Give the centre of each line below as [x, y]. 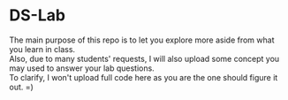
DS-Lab [38, 15]
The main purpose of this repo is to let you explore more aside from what [142, 40]
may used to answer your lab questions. [82, 68]
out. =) [21, 87]
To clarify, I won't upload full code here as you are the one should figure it [144, 77]
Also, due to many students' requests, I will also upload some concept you [144, 58]
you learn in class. [42, 49]
